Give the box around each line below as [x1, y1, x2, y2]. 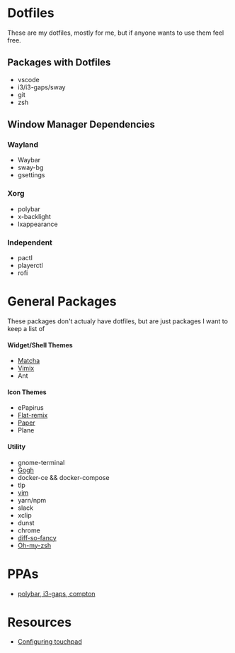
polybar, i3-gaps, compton [17, 589, 96, 598]
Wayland [7, 140, 39, 150]
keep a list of [7, 324, 45, 333]
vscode [17, 75, 40, 84]
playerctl [17, 261, 44, 270]
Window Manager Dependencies [7, 118, 156, 130]
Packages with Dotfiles [7, 57, 111, 69]
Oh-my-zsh [17, 541, 52, 549]
